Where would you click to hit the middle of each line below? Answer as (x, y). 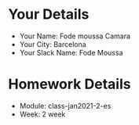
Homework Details (69, 84)
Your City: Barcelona (53, 44)
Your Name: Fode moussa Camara (75, 36)
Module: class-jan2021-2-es (65, 105)
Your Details (49, 14)
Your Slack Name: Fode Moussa (71, 52)
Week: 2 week (42, 114)
